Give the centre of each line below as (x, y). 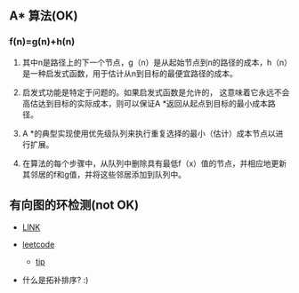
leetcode (38, 244)
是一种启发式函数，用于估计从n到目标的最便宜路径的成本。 (130, 73)
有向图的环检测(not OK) (74, 206)
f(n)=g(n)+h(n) (42, 42)
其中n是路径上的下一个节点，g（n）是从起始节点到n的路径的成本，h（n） (155, 62)
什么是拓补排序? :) (55, 280)
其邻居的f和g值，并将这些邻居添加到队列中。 (104, 174)
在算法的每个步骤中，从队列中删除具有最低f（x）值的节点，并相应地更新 (154, 163)
